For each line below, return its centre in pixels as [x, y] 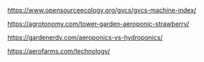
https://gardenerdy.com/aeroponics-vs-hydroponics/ [85, 37]
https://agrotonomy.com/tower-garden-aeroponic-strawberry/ [98, 24]
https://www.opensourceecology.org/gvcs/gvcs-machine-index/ [102, 10]
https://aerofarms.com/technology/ [59, 51]
